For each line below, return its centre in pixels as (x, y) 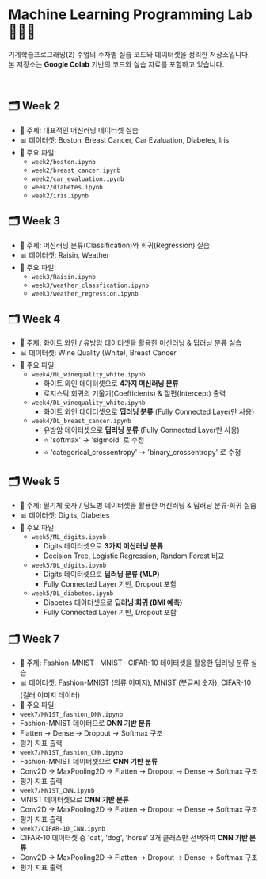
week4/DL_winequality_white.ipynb (88, 403)
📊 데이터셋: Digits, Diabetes (65, 515)
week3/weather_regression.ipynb (85, 294)
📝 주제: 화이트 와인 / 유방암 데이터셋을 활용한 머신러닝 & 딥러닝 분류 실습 (131, 343)
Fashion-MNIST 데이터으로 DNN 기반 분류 (85, 723)
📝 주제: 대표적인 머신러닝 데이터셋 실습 (79, 130)
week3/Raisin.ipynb (64, 277)
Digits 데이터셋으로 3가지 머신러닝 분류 (103, 546)
